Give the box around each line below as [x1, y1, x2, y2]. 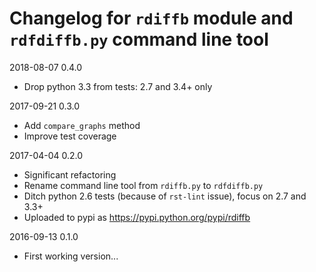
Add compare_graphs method [23, 119, 141, 131]
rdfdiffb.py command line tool [9, 28, 269, 51]
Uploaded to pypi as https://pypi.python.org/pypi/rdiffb [23, 211, 251, 223]
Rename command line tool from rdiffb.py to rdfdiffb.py [23, 179, 264, 191]
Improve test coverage [23, 130, 117, 142]
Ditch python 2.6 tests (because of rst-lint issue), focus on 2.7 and [23, 190, 307, 202]
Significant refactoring [23, 168, 117, 181]
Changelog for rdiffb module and [9, 7, 294, 30]
